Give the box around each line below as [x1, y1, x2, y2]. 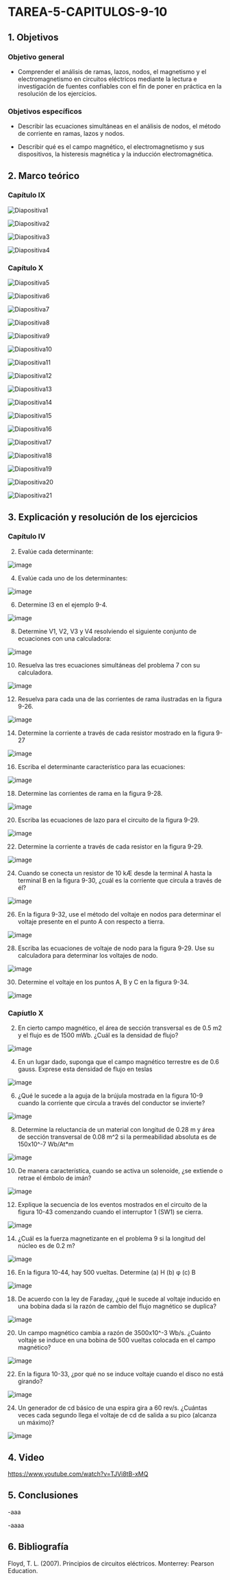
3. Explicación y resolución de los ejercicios [8, 511, 198, 523]
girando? [17, 1377, 43, 1386]
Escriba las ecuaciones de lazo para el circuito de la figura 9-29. [17, 816, 200, 824]
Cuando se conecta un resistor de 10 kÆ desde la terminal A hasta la [17, 869, 212, 877]
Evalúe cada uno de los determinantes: [17, 574, 128, 582]
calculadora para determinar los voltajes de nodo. [17, 951, 158, 959]
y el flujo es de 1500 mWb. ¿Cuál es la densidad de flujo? [17, 1031, 179, 1039]
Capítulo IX [8, 190, 46, 200]
